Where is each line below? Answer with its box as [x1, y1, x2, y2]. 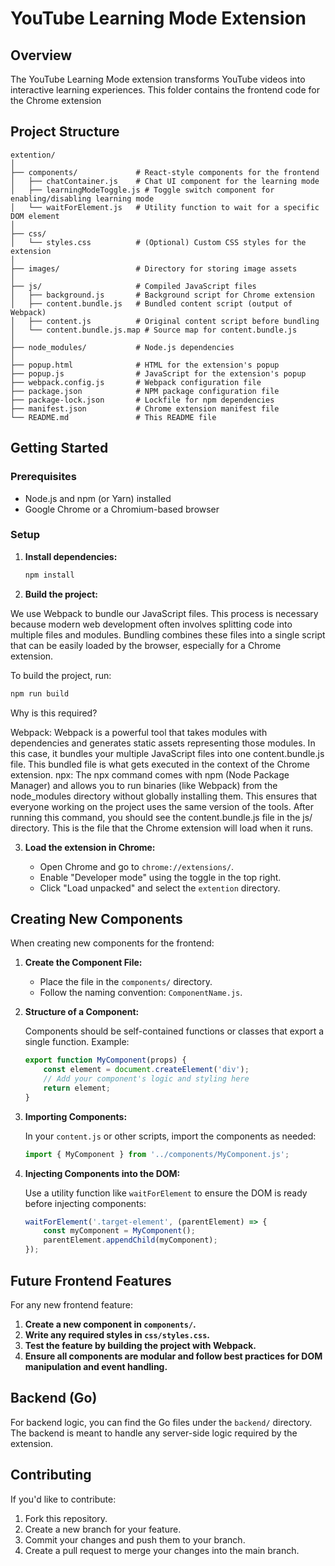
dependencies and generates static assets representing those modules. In [10, 737, 316, 749]
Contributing [10, 1467, 92, 1484]
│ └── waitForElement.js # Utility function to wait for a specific [10, 202, 320, 212]
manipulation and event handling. [24, 1360, 168, 1372]
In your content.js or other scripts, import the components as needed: [24, 1130, 317, 1142]
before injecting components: [24, 1197, 147, 1209]
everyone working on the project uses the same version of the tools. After [10, 800, 314, 812]
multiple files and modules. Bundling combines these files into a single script [10, 628, 326, 641]
